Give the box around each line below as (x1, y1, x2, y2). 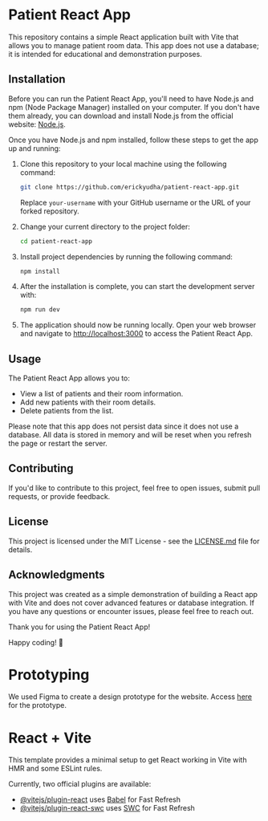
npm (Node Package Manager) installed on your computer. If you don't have (8, 102, 260, 112)
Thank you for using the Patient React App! (8, 622, 151, 632)
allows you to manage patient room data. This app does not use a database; (8, 40, 259, 50)
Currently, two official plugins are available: (8, 779, 152, 789)
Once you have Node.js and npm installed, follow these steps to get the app (8, 135, 258, 144)
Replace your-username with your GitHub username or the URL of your (19, 197, 251, 207)
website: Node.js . (8, 119, 66, 129)
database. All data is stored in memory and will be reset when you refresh (8, 430, 252, 440)
